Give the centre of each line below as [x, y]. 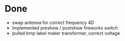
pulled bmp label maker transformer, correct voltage [66, 33]
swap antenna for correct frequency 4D [53, 22]
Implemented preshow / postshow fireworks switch [65, 27]
